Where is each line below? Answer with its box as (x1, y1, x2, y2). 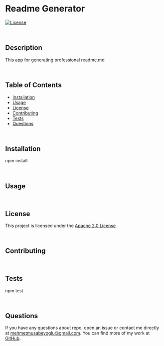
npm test (5, 287, 23, 294)
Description (5, 43, 42, 52)
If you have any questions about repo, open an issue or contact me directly (5, 325, 160, 331)
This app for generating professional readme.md (5, 57, 105, 63)
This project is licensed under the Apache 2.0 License (5, 223, 116, 229)
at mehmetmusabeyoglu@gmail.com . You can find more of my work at (5, 330, 150, 336)
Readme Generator (5, 3, 85, 14)
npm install (5, 158, 28, 164)
